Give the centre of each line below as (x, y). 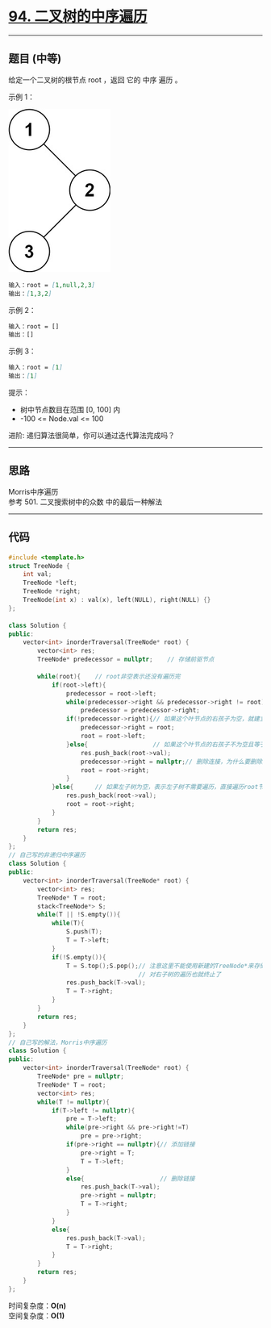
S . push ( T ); (84, 932)
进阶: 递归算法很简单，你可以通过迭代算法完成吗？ (92, 435)
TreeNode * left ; (50, 583)
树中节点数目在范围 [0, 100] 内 (70, 409)
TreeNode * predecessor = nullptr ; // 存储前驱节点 (126, 660)
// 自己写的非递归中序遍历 (47, 855)
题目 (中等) (35, 58)
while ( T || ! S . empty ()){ (79, 915)
